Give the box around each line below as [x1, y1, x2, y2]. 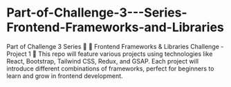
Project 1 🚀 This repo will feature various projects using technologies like [6, 50, 213, 58]
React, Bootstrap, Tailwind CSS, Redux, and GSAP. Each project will [6, 57, 198, 65]
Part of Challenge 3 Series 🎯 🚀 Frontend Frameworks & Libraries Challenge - [6, 42, 224, 50]
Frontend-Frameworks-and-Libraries [6, 19, 224, 35]
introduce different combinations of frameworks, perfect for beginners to [6, 64, 214, 72]
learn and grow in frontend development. [6, 71, 123, 80]
